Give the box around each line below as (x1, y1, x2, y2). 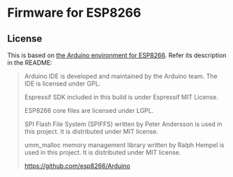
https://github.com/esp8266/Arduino (24, 162, 130, 170)
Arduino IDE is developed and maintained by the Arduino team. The (24, 72, 218, 80)
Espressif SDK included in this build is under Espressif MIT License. (24, 93, 218, 101)
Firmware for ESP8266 (7, 5, 142, 21)
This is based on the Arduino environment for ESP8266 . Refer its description (7, 51, 227, 59)
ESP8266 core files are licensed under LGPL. (24, 107, 154, 114)
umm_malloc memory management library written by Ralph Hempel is (24, 141, 225, 149)
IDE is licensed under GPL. (24, 79, 101, 88)
